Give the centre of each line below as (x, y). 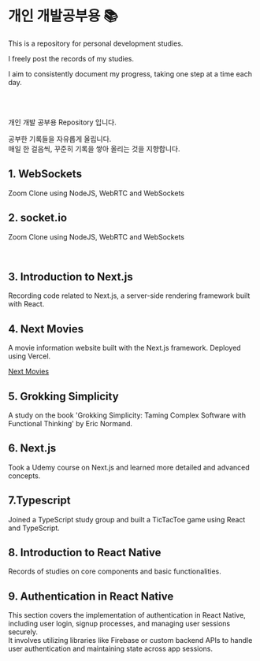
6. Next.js (32, 449)
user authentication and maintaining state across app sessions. (111, 649)
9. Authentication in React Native (91, 596)
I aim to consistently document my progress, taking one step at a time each (130, 74)
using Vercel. (30, 356)
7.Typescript (39, 501)
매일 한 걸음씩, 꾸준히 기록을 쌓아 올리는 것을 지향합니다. (94, 149)
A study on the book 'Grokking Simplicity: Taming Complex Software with (127, 415)
